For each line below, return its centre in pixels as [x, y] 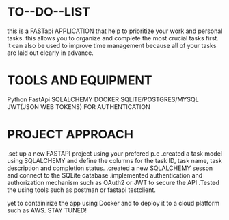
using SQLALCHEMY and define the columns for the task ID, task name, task [114, 160]
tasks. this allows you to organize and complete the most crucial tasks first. [113, 38]
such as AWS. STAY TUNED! [47, 210]
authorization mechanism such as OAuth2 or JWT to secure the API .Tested [113, 182]
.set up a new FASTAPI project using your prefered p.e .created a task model [114, 153]
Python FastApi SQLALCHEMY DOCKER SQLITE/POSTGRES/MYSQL [103, 99]
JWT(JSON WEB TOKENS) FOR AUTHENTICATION [79, 106]
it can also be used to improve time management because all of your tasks [112, 45]
